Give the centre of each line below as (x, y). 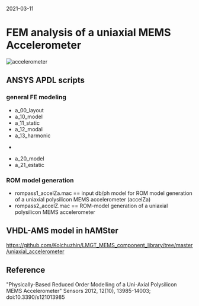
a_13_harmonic (33, 135)
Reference (26, 270)
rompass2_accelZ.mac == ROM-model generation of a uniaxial (91, 206)
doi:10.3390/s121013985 (36, 297)
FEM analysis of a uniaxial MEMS (89, 33)
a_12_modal (29, 129)
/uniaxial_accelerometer (35, 251)
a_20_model (29, 158)
